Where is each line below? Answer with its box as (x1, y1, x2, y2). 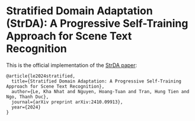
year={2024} (11, 104, 41, 110)
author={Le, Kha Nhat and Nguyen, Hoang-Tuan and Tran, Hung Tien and (11, 88, 190, 94)
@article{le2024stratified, (6, 73, 76, 79)
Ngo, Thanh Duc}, (6, 94, 49, 100)
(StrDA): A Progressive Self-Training (6, 17, 188, 30)
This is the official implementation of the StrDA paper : (6, 61, 138, 69)
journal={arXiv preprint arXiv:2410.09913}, (11, 99, 123, 105)
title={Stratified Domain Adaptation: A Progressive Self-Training (11, 78, 182, 84)
